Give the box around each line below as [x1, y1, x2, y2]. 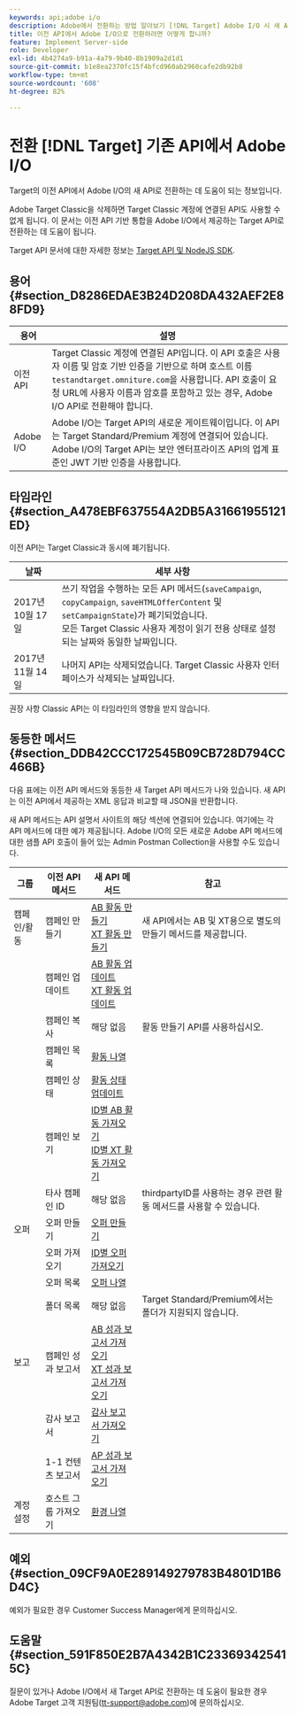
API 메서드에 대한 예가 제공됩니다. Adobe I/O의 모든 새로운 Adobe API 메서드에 [9, 825, 283, 836]
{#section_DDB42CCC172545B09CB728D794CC [9, 746, 286, 761]
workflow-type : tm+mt [9, 71, 89, 80]
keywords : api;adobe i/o [9, 12, 101, 22]
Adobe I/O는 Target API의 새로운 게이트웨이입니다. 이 [51, 417, 263, 429]
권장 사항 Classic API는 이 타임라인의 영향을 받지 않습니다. [9, 703, 210, 714]
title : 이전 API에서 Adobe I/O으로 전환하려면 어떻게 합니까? [9, 29, 211, 38]
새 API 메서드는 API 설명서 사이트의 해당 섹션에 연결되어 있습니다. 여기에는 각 [9, 814, 274, 824]
